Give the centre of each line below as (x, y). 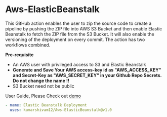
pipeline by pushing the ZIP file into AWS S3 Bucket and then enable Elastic (84, 28)
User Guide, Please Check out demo (43, 96)
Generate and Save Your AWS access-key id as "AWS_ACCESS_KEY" (87, 70)
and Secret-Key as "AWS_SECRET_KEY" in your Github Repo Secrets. (87, 75)
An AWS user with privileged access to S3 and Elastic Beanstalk (79, 64)
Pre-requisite (19, 55)
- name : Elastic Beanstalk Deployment (46, 105)
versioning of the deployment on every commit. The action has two (75, 40)
